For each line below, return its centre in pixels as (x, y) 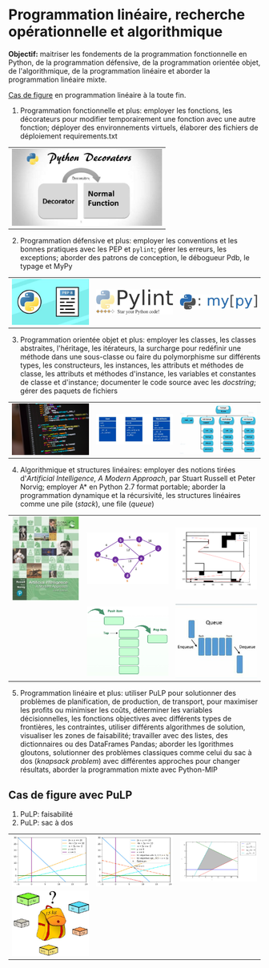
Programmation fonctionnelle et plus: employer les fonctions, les (126, 110)
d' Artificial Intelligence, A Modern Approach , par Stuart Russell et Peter (138, 479)
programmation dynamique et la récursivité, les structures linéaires (130, 496)
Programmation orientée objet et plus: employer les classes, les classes (138, 340)
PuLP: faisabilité (46, 814)
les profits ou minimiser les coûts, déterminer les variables (116, 710)
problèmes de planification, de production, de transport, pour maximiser (139, 701)
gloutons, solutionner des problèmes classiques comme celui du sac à (136, 753)
